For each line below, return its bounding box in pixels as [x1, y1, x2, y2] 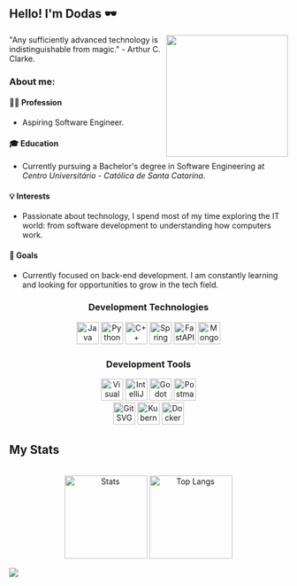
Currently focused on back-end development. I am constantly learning [21, 270, 278, 280]
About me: [9, 75, 56, 88]
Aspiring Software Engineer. [21, 117, 125, 128]
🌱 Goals [9, 250, 38, 261]
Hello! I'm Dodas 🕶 [9, 6, 118, 21]
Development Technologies [88, 301, 209, 314]
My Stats [9, 441, 60, 457]
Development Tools [105, 357, 192, 370]
